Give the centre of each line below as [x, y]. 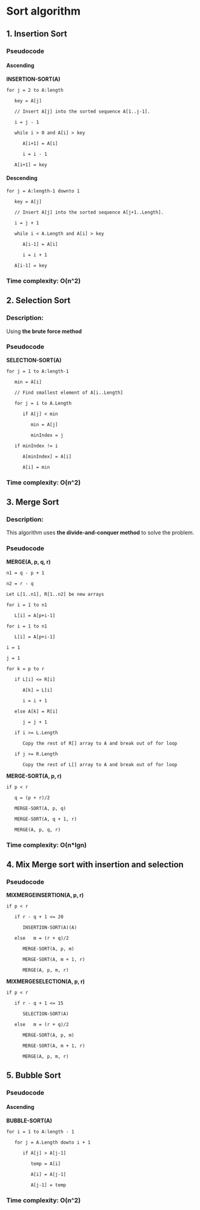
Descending [22, 178]
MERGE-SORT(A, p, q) [40, 808]
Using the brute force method [44, 331]
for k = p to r [25, 669]
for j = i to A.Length [43, 403]
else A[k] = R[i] [36, 711]
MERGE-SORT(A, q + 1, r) [46, 819]
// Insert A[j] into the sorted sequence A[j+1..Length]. [89, 212]
